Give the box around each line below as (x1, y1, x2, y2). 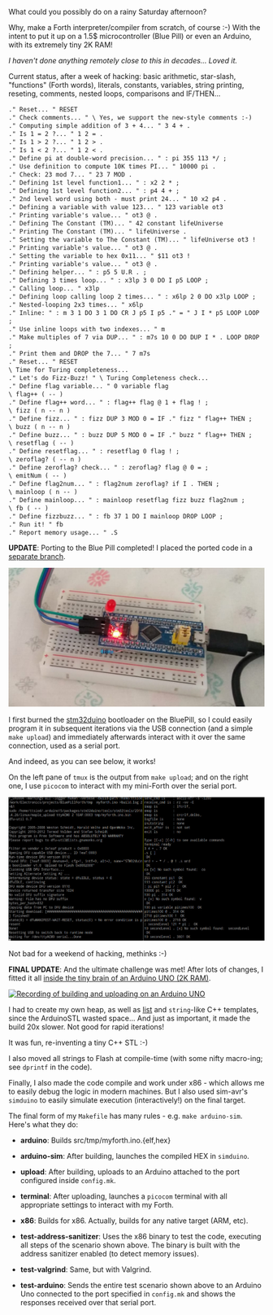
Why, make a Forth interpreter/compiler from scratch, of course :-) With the (8, 23, 261, 32)
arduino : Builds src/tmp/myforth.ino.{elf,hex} (19, 1135, 171, 1146)
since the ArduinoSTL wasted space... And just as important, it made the (8, 1013, 250, 1024)
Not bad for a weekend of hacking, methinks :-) (8, 949, 167, 959)
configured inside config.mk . (19, 1176, 116, 1186)
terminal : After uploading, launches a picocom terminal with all (19, 1191, 227, 1201)
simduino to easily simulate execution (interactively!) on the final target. (8, 1095, 246, 1105)
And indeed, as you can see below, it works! (8, 757, 156, 767)
